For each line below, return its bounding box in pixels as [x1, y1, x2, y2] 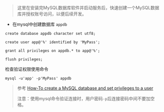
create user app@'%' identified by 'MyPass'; [5, 40, 100, 45]
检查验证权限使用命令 [5, 66, 48, 72]
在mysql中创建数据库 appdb [12, 22, 67, 27]
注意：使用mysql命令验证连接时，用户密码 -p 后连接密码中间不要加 [17, 96, 151, 101]
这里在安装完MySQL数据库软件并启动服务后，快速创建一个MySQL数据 [17, 5, 160, 10]
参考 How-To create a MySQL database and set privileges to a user [17, 85, 154, 91]
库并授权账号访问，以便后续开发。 [17, 11, 87, 17]
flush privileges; [5, 57, 43, 62]
